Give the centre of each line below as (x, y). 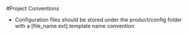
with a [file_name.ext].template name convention (75, 26)
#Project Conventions (33, 8)
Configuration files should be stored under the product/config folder (98, 20)
